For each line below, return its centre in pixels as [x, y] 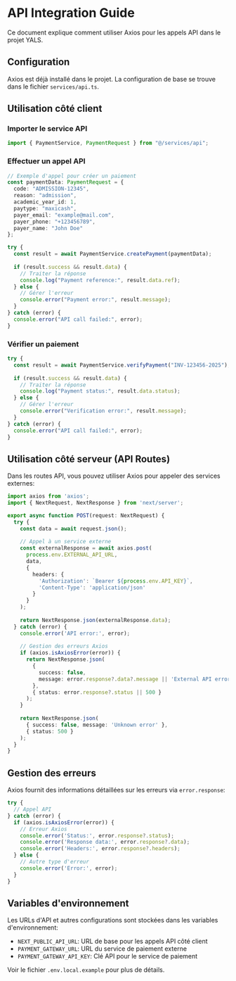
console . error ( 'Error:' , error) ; [69, 868]
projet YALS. [25, 39]
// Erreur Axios [44, 829]
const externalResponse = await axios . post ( [86, 548]
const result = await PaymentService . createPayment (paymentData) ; [113, 254]
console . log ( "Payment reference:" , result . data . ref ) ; [100, 280]
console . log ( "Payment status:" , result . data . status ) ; [100, 391]
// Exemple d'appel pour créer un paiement [72, 176]
